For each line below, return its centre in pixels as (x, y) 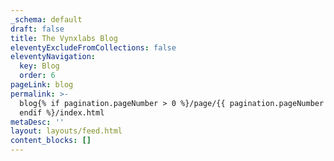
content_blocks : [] (51, 141)
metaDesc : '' (37, 122)
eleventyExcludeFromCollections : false (93, 47)
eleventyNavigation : (53, 57)
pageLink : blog (42, 85)
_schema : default (46, 19)
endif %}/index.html (62, 112)
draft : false (37, 29)
